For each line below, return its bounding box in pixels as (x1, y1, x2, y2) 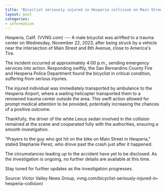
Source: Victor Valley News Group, (5, 175, 76, 181)
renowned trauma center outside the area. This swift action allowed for (5, 96, 149, 102)
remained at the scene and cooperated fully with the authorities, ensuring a (5, 121, 159, 127)
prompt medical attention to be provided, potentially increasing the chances (5, 101, 160, 107)
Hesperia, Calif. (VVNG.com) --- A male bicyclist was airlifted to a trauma (5, 35, 154, 41)
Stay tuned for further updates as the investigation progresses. (5, 166, 133, 172)
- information (5, 21, 35, 26)
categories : (5, 16, 30, 21)
